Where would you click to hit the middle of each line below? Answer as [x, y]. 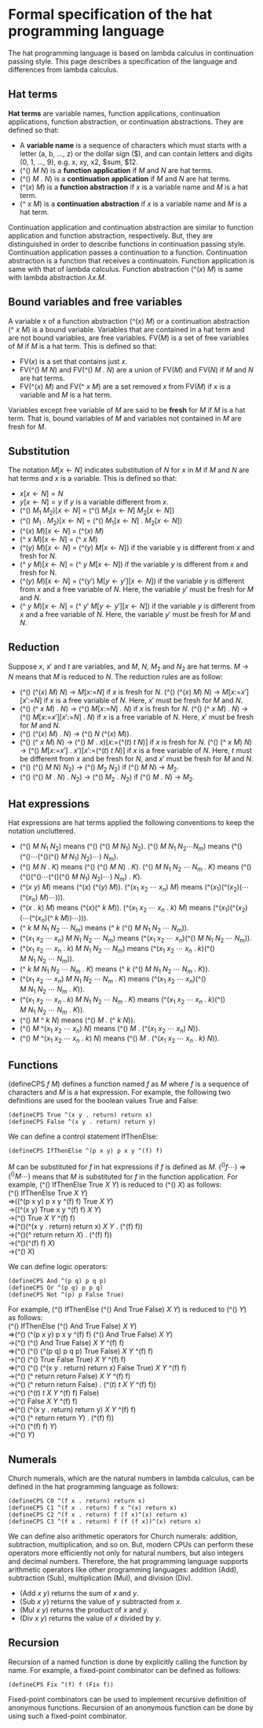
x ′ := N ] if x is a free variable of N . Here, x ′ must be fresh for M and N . [133, 700]
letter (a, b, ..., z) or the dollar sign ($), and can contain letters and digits [136, 153]
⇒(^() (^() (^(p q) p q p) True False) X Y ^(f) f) [81, 1351]
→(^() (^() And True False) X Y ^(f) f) [66, 1343]
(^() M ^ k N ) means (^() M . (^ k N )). [77, 1020]
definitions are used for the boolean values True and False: [103, 1100]
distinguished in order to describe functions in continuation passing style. [127, 244]
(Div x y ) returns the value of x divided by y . [90, 1618]
